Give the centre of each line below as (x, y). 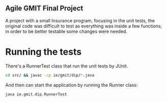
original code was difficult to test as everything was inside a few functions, (84, 26)
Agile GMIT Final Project (44, 8)
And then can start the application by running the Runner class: (72, 85)
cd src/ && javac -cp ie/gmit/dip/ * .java (50, 75)
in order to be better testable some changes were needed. (66, 31)
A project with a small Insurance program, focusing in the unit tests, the (80, 20)
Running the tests (44, 52)
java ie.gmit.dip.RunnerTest (36, 94)
